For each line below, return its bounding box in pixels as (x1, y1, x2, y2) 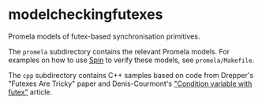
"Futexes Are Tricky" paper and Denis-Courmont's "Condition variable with (8, 79, 253, 88)
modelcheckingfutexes (8, 6, 163, 24)
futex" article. (8, 87, 53, 96)
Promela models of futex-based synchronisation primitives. (8, 32, 200, 41)
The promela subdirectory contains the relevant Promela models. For (8, 46, 230, 56)
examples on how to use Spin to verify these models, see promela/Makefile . (8, 55, 255, 65)
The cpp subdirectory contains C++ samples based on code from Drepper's (8, 70, 254, 80)
